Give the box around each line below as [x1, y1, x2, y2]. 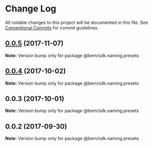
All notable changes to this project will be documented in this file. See [5, 19, 149, 25]
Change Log [5, 3, 56, 14]
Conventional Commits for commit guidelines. [5, 24, 99, 30]
